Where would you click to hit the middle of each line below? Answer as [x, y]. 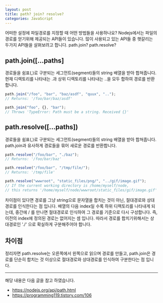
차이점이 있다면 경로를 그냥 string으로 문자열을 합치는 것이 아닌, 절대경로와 [75, 200]
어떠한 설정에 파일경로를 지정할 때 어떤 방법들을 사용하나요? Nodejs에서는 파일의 [81, 33]
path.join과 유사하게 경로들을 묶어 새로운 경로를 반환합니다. [61, 145]
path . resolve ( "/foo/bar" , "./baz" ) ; [42, 155]
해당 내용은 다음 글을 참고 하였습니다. [40, 280]
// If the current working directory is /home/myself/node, [67, 185]
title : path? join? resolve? [34, 14]
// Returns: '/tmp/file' [30, 173]
